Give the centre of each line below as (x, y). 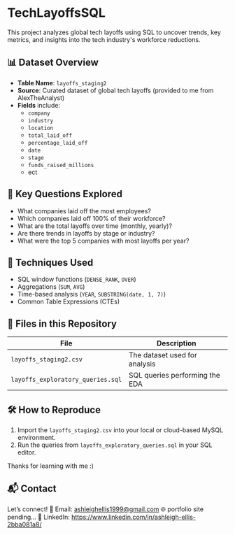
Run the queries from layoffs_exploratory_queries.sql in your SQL (115, 445)
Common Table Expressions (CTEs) (69, 301)
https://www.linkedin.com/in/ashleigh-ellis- (133, 517)
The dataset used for (163, 355)
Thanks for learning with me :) (51, 466)
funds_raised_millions (61, 165)
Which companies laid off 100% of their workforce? (91, 218)
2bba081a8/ (24, 524)
